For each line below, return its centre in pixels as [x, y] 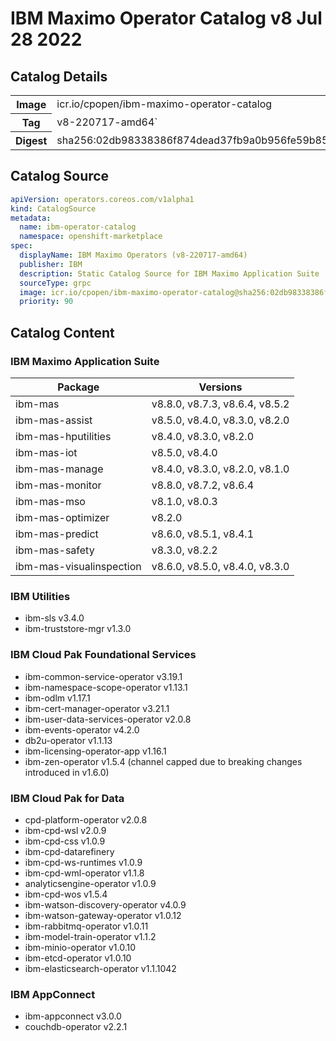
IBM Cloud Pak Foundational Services [103, 655]
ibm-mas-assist [54, 420]
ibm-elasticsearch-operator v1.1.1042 [100, 968]
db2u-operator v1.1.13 [68, 740]
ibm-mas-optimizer [62, 517]
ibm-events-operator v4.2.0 [82, 729]
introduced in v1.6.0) [67, 772]
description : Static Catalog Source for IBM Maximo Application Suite [169, 273]
